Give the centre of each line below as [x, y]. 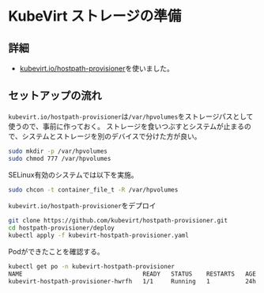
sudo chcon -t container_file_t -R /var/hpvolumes [93, 190]
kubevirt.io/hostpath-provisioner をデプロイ [82, 206]
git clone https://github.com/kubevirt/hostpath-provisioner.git [118, 221]
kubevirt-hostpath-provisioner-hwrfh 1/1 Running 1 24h [132, 281]
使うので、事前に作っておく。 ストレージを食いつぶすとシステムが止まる [126, 126]
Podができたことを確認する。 [56, 252]
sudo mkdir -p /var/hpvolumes [58, 151]
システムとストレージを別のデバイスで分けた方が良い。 [111, 136]
